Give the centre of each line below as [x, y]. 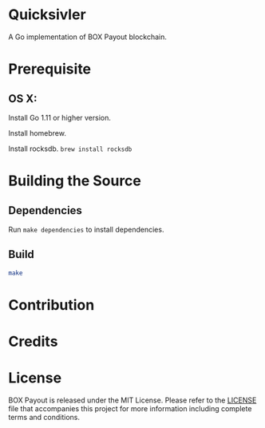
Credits [33, 342]
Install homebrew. [37, 133]
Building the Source [75, 181]
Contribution [51, 305]
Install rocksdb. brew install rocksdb [70, 149]
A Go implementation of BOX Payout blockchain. [88, 37]
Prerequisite [50, 69]
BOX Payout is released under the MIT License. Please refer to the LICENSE [132, 400]
